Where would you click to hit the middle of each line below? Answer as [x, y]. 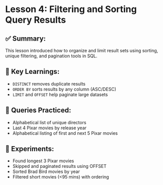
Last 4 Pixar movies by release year [50, 128]
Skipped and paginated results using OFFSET [59, 166]
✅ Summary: [26, 38]
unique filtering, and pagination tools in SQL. [51, 56]
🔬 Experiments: [30, 149]
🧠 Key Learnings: [32, 72]
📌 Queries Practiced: [38, 110]
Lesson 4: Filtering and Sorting [71, 9]
